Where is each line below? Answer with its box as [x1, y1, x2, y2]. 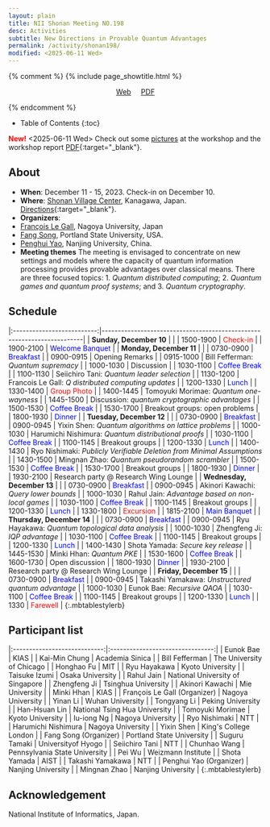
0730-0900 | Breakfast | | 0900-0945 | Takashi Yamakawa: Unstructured [8, 574, 251, 584]
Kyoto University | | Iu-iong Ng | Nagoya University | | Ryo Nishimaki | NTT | [8, 713, 260, 723]
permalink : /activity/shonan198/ [8, 42, 121, 50]
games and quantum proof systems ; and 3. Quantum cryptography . [19, 281, 246, 291]
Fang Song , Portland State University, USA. [19, 230, 164, 239]
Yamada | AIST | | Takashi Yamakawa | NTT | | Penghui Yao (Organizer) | [8, 756, 249, 766]
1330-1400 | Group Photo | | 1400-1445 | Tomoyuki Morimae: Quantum [8, 386, 243, 396]
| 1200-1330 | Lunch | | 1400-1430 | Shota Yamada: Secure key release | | [8, 540, 252, 550]
